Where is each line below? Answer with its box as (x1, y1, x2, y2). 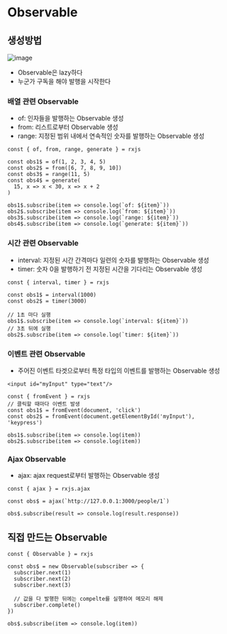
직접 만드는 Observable (7, 531, 108, 543)
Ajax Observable (7, 454, 66, 464)
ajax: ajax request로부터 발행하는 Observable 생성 (17, 471, 160, 480)
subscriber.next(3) (13, 581, 72, 589)
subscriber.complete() (13, 601, 81, 608)
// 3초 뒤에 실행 (7, 324, 51, 332)
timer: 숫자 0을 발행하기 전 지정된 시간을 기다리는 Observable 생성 (17, 264, 203, 273)
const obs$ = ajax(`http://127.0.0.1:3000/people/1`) (7, 498, 170, 505)
